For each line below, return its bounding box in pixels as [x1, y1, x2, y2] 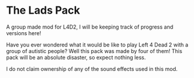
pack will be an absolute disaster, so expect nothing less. [6, 54, 146, 61]
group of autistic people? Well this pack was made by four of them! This [6, 47, 183, 54]
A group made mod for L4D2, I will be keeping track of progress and [6, 23, 174, 30]
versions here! [6, 29, 42, 36]
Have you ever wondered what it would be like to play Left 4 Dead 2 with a [6, 41, 189, 48]
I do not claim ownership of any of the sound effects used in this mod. [6, 65, 178, 72]
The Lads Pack [6, 4, 80, 17]
